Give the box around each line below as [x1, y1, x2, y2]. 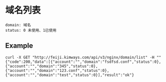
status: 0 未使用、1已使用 [5, 28, 57, 33]
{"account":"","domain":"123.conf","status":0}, [5, 68, 109, 73]
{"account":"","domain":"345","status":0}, [5, 63, 98, 68]
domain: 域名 [5, 22, 31, 28]
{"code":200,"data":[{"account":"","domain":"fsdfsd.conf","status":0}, [5, 59, 161, 64]
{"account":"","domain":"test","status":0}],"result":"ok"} [5, 72, 135, 77]
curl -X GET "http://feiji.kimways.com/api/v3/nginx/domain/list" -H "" [5, 55, 161, 60]
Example [5, 41, 33, 50]
